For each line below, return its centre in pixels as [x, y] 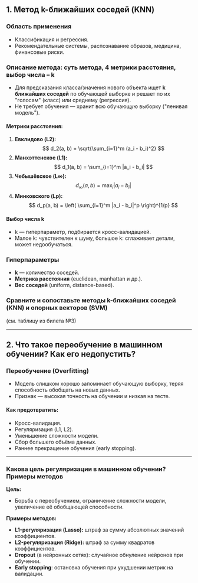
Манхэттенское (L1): [41, 158]
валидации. [29, 574]
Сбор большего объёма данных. [56, 442]
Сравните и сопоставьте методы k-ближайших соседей [91, 301]
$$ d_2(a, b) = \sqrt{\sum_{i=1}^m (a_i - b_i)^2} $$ [103, 149]
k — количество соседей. [47, 273]
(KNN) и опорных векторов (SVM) [57, 308]
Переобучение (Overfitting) [48, 371]
